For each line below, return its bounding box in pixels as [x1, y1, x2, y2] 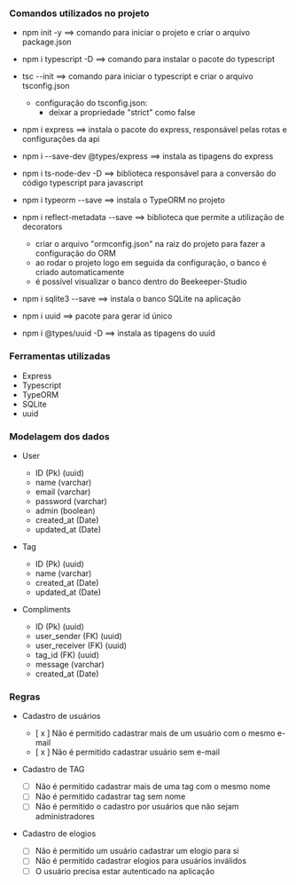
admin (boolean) [35, 505, 96, 516]
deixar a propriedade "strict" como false [48, 107, 196, 118]
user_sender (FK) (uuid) [35, 630, 122, 641]
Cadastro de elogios [21, 828, 97, 839]
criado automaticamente [35, 267, 125, 278]
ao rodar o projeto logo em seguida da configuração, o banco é [35, 257, 268, 268]
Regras [9, 691, 41, 703]
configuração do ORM [35, 248, 117, 259]
